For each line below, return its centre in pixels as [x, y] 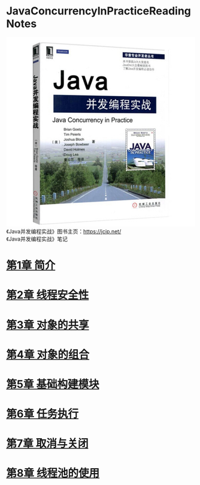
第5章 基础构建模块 [53, 384]
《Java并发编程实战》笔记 [37, 239]
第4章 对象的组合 [48, 354]
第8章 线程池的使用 [53, 473]
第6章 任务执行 [43, 414]
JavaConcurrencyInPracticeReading [99, 11]
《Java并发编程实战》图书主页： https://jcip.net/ [64, 231]
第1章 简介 [31, 266]
